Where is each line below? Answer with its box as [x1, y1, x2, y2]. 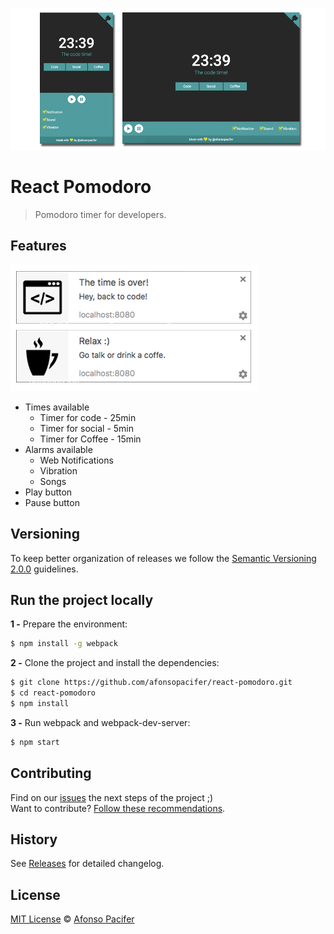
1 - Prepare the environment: [10, 618, 128, 630]
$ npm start [10, 737, 60, 747]
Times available [24, 401, 90, 413]
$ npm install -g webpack [10, 639, 118, 649]
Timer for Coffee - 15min [39, 433, 142, 445]
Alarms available [24, 443, 93, 455]
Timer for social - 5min [39, 422, 134, 434]
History [10, 831, 58, 848]
